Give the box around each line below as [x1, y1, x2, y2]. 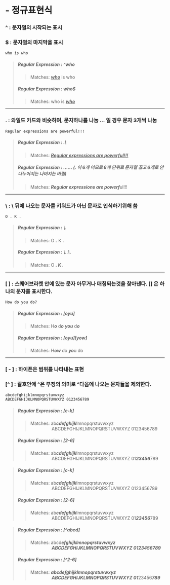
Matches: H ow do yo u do [30, 348, 83, 354]
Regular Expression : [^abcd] [17, 527, 80, 533]
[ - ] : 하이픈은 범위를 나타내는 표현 [5, 365, 84, 373]
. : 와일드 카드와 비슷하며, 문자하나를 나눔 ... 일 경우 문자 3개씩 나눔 [5, 117, 157, 124]
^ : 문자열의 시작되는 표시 [5, 24, 62, 31]
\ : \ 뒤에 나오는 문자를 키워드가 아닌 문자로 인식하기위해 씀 [5, 202, 138, 209]
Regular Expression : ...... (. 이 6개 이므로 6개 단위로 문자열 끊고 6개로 [17, 164, 158, 170]
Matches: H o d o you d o [30, 323, 80, 330]
